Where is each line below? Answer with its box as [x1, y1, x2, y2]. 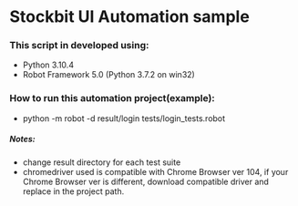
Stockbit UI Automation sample [9, 6, 251, 27]
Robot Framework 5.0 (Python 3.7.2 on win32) [22, 69, 196, 80]
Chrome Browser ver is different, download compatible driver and [22, 176, 269, 187]
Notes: [9, 134, 36, 145]
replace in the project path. [22, 185, 125, 197]
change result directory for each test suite [22, 157, 181, 168]
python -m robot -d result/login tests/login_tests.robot [22, 112, 226, 124]
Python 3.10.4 [22, 59, 75, 70]
